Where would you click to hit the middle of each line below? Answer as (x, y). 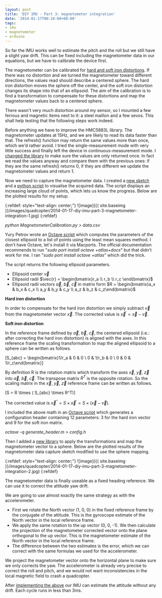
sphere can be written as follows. (38, 348)
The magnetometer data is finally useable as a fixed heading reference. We (80, 481)
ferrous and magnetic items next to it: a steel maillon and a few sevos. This (79, 115)
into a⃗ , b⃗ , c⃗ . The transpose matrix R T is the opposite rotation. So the (76, 378)
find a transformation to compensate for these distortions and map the (75, 95)
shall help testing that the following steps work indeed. (59, 120)
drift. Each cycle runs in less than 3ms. (44, 590)
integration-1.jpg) (22, 216)
